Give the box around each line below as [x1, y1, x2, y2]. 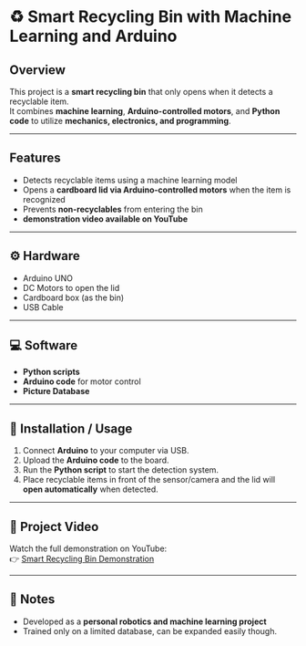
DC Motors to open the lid [22, 282, 120, 293]
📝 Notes [9, 591, 56, 608]
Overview [9, 62, 66, 78]
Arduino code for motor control [22, 376, 141, 387]
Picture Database [22, 386, 90, 397]
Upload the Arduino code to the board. [22, 454, 170, 466]
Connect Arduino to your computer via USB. [22, 445, 189, 456]
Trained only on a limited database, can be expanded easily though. [22, 625, 278, 636]
